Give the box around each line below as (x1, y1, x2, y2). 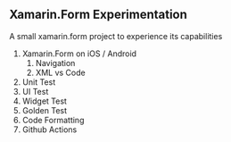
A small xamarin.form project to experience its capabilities (9, 30, 223, 41)
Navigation (35, 57, 76, 68)
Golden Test (21, 104, 68, 115)
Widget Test (21, 96, 67, 106)
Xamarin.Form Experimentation (9, 7, 187, 22)
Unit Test (21, 76, 56, 88)
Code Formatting (21, 114, 85, 125)
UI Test (21, 86, 49, 96)
